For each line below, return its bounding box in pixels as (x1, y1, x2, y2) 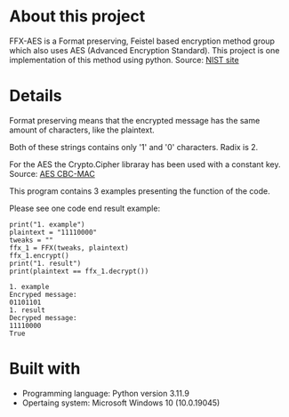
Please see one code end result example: (9, 203, 161, 213)
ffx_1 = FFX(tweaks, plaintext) (9, 243, 129, 253)
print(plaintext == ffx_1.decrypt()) (9, 267, 149, 276)
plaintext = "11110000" (9, 228, 98, 237)
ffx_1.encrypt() (9, 251, 69, 260)
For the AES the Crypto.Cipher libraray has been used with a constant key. (9, 158, 281, 170)
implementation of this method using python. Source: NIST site (9, 54, 239, 65)
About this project (9, 6, 146, 27)
